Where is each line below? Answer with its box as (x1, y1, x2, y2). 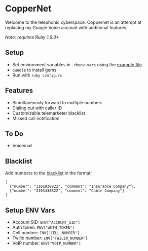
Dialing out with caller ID (12, 105, 62, 111)
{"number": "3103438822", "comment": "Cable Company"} (9, 188, 125, 193)
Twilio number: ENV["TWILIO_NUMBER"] (12, 235, 88, 241)
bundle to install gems (12, 67, 57, 73)
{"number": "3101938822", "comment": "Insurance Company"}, (9, 184, 136, 189)
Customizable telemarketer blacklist (12, 110, 85, 116)
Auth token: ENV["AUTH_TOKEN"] (12, 224, 75, 230)
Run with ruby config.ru (12, 72, 63, 78)
